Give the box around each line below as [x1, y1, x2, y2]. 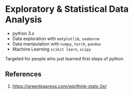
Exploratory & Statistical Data [5, 3, 129, 15]
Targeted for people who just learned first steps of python [5, 55, 124, 61]
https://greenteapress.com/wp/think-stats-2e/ [12, 83, 107, 89]
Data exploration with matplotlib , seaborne [12, 36, 100, 42]
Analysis [5, 14, 42, 25]
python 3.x [12, 30, 35, 36]
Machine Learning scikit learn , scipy [12, 46, 91, 52]
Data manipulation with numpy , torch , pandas [12, 41, 101, 47]
